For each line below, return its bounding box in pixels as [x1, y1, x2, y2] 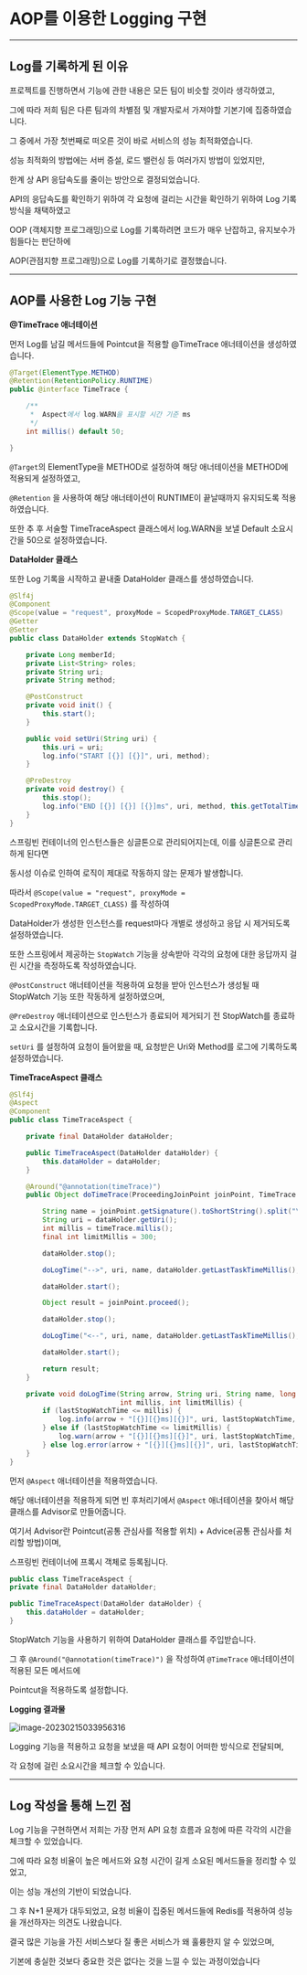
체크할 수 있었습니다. [9, 1835, 83, 1846]
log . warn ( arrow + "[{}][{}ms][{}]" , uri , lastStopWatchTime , [58, 1432, 297, 1441]
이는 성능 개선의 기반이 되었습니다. [9, 1885, 132, 1896]
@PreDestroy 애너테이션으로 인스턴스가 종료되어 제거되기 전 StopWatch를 [9, 1010, 271, 1021]
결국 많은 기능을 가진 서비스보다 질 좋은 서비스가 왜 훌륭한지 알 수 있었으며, [9, 1936, 275, 1947]
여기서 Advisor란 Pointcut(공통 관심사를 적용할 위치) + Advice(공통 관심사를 [9, 1525, 283, 1536]
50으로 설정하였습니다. [26, 534, 108, 545]
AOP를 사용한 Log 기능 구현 [9, 293, 157, 309]
